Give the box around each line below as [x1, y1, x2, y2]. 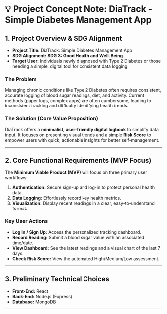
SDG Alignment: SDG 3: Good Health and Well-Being [12, 53, 123, 58]
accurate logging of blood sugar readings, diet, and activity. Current [5, 92, 144, 98]
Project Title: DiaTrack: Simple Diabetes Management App [12, 47, 133, 53]
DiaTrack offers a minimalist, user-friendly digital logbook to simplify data [5, 126, 159, 132]
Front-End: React [12, 288, 49, 294]
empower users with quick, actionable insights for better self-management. [5, 137, 160, 143]
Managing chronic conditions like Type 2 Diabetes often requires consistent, [5, 87, 161, 93]
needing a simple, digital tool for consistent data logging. [12, 63, 129, 69]
